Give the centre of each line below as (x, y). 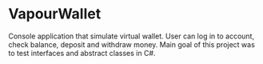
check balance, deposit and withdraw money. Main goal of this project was (132, 44)
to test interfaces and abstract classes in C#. (82, 53)
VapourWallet (55, 14)
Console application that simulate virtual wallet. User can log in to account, (131, 36)
